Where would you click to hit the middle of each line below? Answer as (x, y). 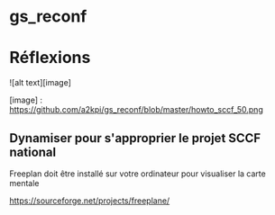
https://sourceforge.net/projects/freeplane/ (90, 201)
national (33, 152)
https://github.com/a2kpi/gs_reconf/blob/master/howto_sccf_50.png (136, 110)
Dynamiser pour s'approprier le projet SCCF (135, 138)
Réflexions (50, 58)
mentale (24, 183)
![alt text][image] (41, 83)
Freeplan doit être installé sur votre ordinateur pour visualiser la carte (137, 174)
